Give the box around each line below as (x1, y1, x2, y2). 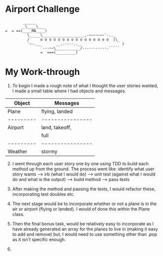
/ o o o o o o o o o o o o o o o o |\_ (27, 37, 120, 42)
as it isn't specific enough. (12, 236, 66, 242)
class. (12, 211, 25, 217)
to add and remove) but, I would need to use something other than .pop (12, 231, 158, 237)
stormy (41, 148, 58, 155)
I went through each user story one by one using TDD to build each (12, 160, 149, 166)
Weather (7, 148, 28, 155)
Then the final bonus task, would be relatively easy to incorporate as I (12, 220, 154, 226)
